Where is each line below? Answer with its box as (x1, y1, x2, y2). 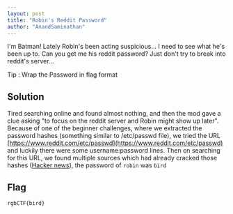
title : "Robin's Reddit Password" (7, 17, 108, 24)
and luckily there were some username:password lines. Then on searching (7, 146, 220, 155)
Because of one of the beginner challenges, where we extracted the (7, 124, 202, 132)
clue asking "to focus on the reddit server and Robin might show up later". (7, 116, 219, 125)
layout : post (7, 10, 45, 17)
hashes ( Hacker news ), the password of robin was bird (7, 161, 167, 169)
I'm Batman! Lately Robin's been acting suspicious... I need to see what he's (7, 43, 225, 51)
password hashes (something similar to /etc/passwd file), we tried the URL (7, 132, 221, 140)
